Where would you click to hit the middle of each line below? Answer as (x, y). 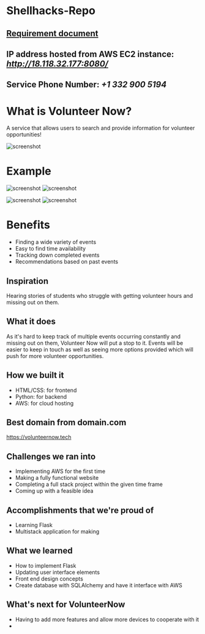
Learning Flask (34, 525)
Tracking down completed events (57, 255)
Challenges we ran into (51, 456)
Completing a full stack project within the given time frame (89, 484)
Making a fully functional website (57, 478)
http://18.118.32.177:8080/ (57, 64)
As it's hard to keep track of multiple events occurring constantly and (93, 336)
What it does (31, 322)
